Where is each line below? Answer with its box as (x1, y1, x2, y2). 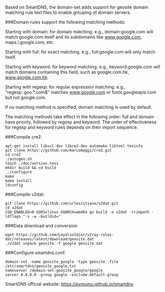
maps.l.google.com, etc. (5, 39, 55, 45)
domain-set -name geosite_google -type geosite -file (5, 259, 119, 264)
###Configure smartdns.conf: (5, 250, 66, 255)
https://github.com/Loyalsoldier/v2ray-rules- (16, 232, 114, 237)
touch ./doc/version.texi (5, 161, 58, 166)
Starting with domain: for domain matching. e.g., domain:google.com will (5, 29, 154, 34)
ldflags (5, 214, 21, 219)
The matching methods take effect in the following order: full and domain (5, 114, 154, 120)
